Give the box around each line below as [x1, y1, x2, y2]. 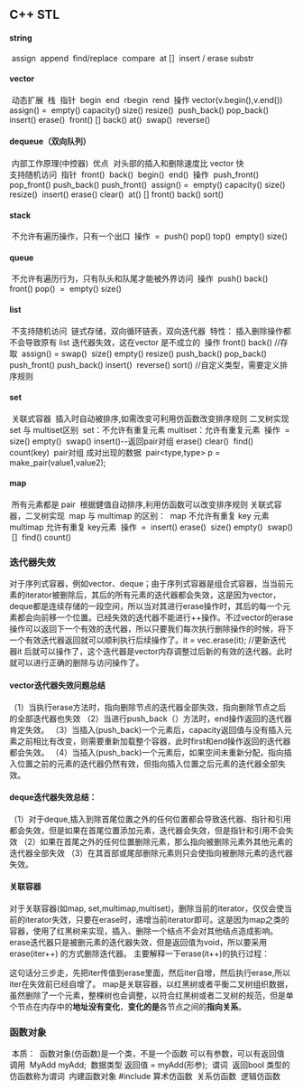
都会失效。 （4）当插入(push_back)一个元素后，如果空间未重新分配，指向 [9, 747, 284, 757]
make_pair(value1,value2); [9, 456, 106, 468]
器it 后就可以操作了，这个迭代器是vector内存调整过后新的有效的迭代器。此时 [9, 646, 293, 657]
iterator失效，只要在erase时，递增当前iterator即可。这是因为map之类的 [24, 914, 290, 925]
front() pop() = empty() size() [9, 284, 122, 295]
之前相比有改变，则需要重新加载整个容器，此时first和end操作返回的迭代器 [16, 736, 291, 747]
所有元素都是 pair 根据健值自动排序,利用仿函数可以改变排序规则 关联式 [11, 499, 274, 510]
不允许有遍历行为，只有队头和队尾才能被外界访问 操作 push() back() [11, 273, 269, 284]
